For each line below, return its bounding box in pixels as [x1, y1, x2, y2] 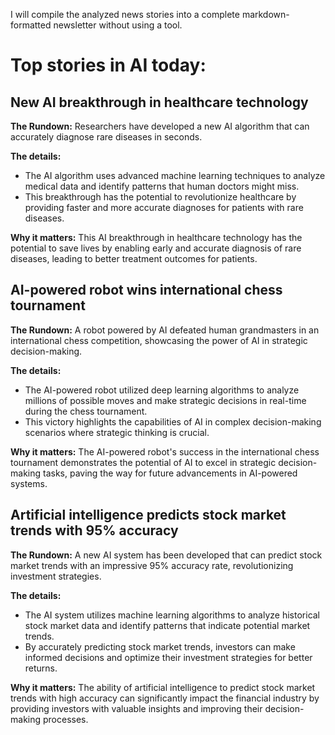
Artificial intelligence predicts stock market [10, 507, 287, 524]
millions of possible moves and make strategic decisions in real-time [24, 394, 307, 406]
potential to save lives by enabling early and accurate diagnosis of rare [10, 242, 302, 254]
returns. [24, 662, 58, 674]
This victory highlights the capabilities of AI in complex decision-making [24, 415, 322, 428]
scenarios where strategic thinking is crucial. [24, 426, 210, 438]
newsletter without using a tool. [53, 19, 183, 31]
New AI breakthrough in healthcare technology [10, 94, 309, 111]
